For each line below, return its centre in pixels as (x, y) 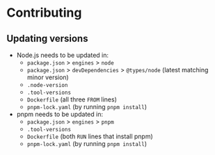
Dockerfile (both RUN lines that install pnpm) (90, 136)
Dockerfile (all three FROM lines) (72, 99)
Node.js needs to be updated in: (63, 55)
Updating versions (47, 39)
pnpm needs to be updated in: (60, 114)
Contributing (44, 13)
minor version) (48, 77)
